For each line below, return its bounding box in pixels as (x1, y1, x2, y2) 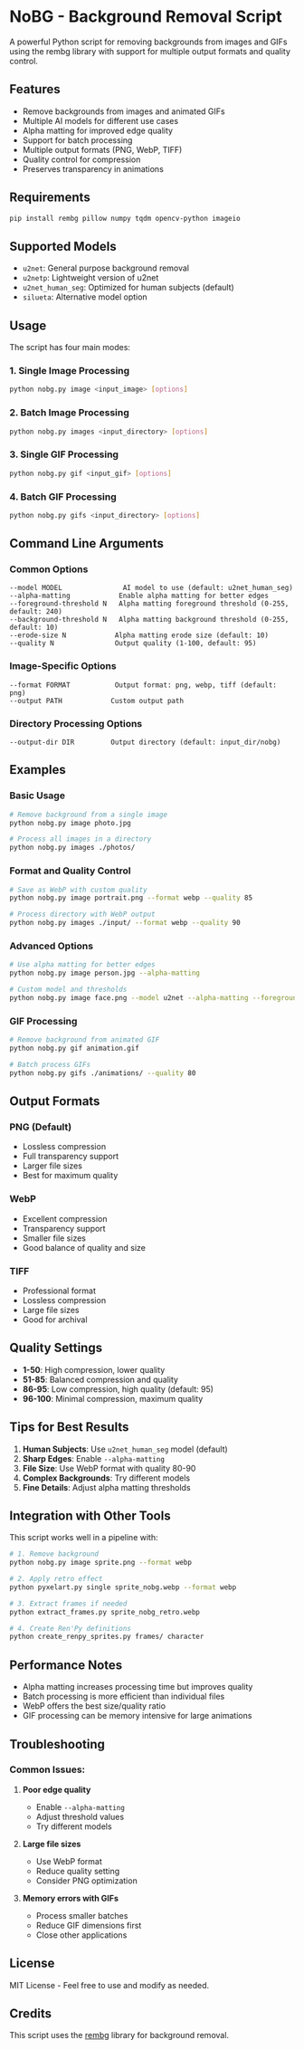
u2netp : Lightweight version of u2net (22, 272, 159, 283)
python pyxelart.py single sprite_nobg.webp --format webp (9, 1582, 237, 1592)
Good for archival (22, 1314, 88, 1325)
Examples (9, 762, 66, 777)
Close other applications (35, 1930, 128, 1940)
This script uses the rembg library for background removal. (9, 2030, 229, 2041)
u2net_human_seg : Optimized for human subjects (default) (22, 282, 235, 293)
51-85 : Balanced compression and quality (22, 1374, 179, 1385)
